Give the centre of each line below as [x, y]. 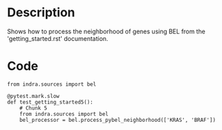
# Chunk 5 [34, 108]
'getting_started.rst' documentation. [58, 38]
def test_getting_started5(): [50, 102]
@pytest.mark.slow [33, 96]
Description [41, 13]
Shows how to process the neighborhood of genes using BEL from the [106, 31]
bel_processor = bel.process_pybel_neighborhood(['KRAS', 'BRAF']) [118, 120]
